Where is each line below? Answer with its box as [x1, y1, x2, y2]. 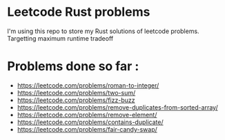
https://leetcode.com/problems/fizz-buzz [17, 96, 135, 104]
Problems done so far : [7, 59, 139, 74]
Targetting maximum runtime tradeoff [7, 34, 114, 42]
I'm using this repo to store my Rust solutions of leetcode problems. [7, 27, 199, 35]
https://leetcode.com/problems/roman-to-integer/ [17, 81, 159, 90]
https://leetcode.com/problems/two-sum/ [17, 88, 136, 97]
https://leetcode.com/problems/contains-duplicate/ [17, 118, 164, 126]
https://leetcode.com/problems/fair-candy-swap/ [17, 125, 157, 133]
